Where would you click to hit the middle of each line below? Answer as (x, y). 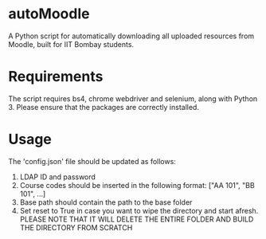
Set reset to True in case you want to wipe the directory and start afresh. (139, 210)
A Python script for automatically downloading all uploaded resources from (131, 36)
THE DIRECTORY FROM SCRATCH (76, 227)
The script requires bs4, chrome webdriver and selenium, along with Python (133, 98)
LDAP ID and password (57, 177)
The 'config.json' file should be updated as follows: (92, 161)
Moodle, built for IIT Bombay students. (71, 44)
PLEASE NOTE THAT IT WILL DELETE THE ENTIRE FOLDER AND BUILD (137, 219)
